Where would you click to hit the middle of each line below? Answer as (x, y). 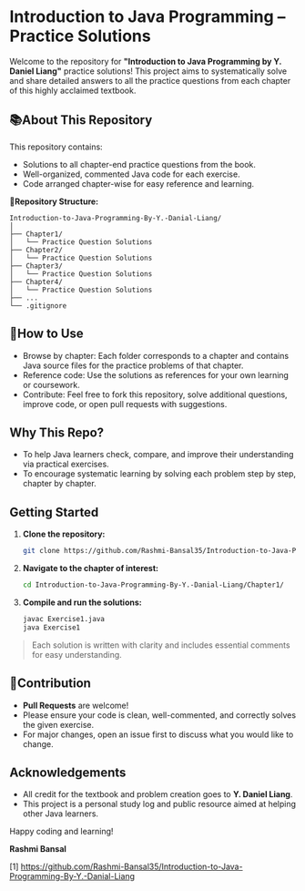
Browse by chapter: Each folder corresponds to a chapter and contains (156, 355)
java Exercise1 (51, 627)
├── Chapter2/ (36, 250)
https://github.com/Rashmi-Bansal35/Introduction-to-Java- (132, 866)
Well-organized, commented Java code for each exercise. (131, 174)
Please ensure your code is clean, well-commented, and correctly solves (159, 715)
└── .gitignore (38, 306)
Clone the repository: (64, 534)
